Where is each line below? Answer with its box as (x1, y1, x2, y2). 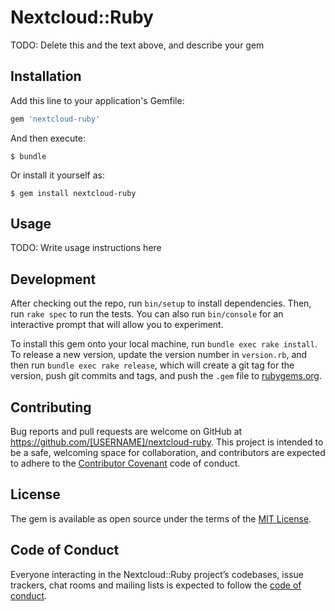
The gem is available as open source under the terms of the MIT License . (10, 512, 312, 525)
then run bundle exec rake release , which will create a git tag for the (10, 359, 295, 371)
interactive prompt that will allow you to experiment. (10, 319, 224, 331)
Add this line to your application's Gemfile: (10, 94, 185, 106)
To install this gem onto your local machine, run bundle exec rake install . (10, 338, 318, 350)
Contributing (10, 399, 92, 416)
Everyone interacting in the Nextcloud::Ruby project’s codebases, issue (10, 568, 304, 580)
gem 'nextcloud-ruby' (10, 114, 101, 124)
